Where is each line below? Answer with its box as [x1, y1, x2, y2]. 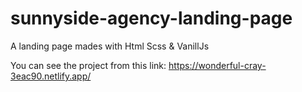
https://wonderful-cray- [168, 59, 267, 71]
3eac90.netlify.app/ [10, 70, 92, 82]
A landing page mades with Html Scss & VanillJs [10, 40, 210, 52]
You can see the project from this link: [10, 59, 167, 71]
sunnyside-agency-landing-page [10, 7, 293, 30]
